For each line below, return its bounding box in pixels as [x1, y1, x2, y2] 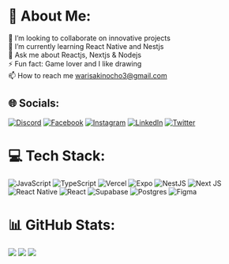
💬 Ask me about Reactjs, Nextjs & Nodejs [8, 50, 142, 59]
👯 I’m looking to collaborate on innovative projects [8, 33, 171, 43]
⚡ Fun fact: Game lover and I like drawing [8, 58, 142, 68]
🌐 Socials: [8, 96, 60, 110]
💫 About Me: [8, 7, 92, 25]
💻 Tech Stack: [8, 146, 106, 164]
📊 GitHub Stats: [8, 216, 116, 234]
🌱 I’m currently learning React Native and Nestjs [8, 41, 164, 51]
